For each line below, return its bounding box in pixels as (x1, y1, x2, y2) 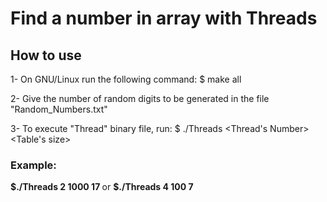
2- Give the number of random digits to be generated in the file (10, 93, 270, 104)
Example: (10, 158, 57, 172)
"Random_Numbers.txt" (10, 103, 108, 115)
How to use (10, 47, 82, 64)
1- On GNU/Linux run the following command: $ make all (10, 73, 242, 85)
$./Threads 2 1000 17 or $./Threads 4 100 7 (10, 181, 194, 193)
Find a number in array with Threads (10, 7, 318, 30)
